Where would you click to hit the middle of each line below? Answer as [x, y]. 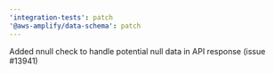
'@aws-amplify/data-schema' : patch [75, 26]
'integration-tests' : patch [61, 17]
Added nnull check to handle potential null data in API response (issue [137, 51]
